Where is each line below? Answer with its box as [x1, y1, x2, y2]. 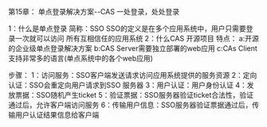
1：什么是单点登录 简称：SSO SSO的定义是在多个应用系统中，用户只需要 [8, 24, 246, 33]
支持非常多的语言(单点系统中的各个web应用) [8, 54, 154, 63]
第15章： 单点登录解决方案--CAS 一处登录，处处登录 [8, 7, 180, 16]
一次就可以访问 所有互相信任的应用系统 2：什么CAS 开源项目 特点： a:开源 [14, 34, 259, 43]
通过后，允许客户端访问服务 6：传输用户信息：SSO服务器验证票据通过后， [8, 100, 253, 110]
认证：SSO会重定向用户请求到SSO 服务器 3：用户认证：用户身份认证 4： [8, 80, 247, 90]
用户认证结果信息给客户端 [14, 110, 100, 119]
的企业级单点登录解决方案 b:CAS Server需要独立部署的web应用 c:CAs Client [8, 44, 257, 53]
